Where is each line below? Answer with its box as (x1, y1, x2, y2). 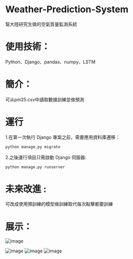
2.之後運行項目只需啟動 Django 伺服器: (5, 154, 87, 160)
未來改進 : (5, 183, 47, 195)
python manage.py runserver (5, 164, 65, 170)
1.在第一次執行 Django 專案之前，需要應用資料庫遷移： (5, 134, 120, 140)
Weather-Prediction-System (5, 4, 129, 15)
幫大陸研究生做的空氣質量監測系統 (5, 21, 77, 27)
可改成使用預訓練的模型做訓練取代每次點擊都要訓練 (5, 201, 113, 207)
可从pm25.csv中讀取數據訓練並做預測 (5, 96, 84, 103)
